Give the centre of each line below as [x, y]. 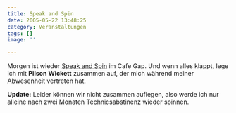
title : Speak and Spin [41, 14]
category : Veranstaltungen [47, 27]
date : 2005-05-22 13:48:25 [47, 20]
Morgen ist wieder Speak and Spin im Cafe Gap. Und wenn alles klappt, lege [118, 66]
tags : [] [20, 33]
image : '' [22, 40]
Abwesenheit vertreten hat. [47, 81]
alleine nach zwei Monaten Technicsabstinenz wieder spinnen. [98, 102]
